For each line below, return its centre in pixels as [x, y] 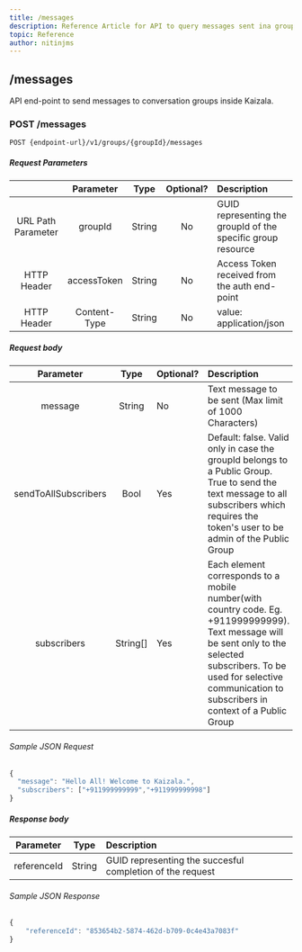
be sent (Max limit [245, 400]
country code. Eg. [245, 610]
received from [247, 275]
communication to [246, 688]
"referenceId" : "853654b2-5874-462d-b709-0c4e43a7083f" [133, 931]
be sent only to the [247, 643]
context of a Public [248, 711]
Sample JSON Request [52, 746]
